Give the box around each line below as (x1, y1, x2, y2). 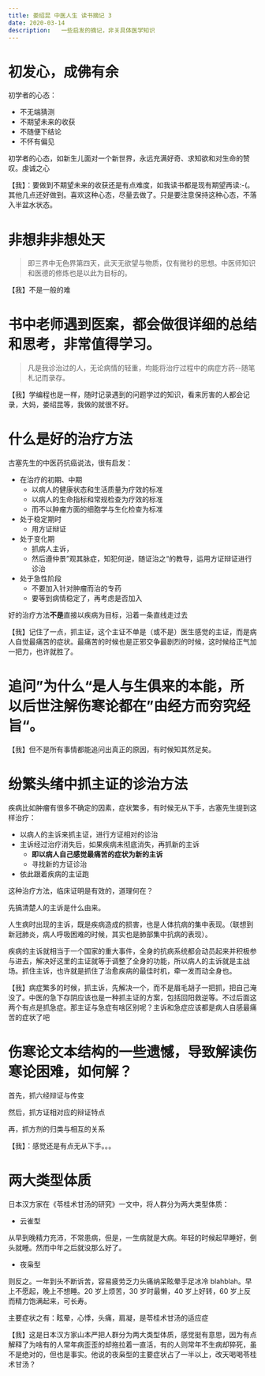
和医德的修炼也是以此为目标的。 (27, 268, 132, 278)
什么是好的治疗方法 (8, 430, 133, 448)
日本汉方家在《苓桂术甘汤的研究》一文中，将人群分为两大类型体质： (8, 1199, 230, 1208)
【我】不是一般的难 (8, 285, 71, 295)
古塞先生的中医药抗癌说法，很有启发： (8, 458, 132, 467)
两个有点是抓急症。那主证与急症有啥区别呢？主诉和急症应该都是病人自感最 (8, 1003, 250, 1012)
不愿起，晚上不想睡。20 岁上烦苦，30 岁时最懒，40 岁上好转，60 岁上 (14, 1286, 244, 1295)
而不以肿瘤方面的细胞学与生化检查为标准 (31, 505, 163, 514)
